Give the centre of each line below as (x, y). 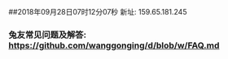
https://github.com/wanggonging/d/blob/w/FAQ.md (114, 45)
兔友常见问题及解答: (48, 35)
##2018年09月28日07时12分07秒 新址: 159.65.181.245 (98, 12)
